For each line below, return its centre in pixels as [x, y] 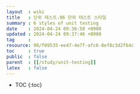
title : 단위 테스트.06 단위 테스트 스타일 [56, 17]
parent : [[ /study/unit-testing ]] [51, 62]
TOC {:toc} [28, 85]
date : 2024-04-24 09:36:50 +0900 [54, 29]
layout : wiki [25, 12]
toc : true [25, 51]
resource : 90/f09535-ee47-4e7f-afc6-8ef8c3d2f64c [70, 46]
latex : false [27, 68]
